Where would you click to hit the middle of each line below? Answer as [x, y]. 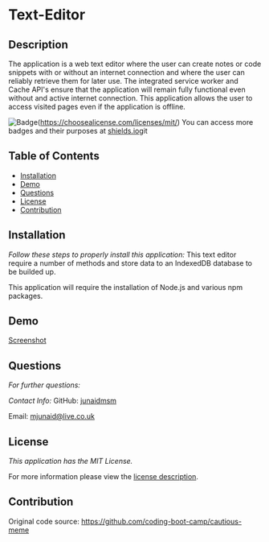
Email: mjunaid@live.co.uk [51, 416]
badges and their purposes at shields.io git [78, 131]
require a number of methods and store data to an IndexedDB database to [130, 263]
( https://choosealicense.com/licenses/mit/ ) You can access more [145, 122]
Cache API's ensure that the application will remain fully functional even [127, 89]
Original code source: [44, 521]
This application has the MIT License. [71, 461]
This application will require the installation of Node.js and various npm [126, 287]
